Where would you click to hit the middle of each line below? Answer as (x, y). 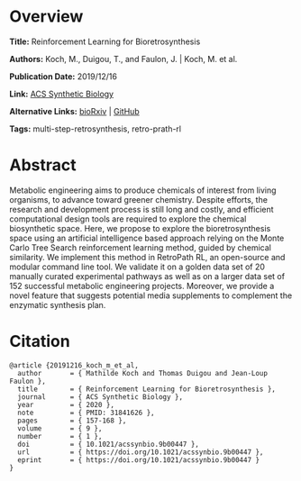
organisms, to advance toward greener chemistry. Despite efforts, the (139, 199)
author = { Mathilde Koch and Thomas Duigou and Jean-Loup (143, 373)
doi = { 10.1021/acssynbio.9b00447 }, (109, 444)
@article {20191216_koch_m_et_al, (74, 365)
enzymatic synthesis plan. (58, 304)
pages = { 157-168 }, (72, 421)
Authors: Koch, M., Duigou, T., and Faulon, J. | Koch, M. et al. (123, 59)
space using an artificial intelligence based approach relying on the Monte (147, 238)
